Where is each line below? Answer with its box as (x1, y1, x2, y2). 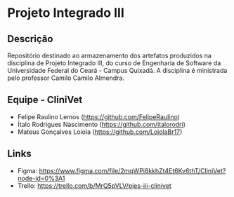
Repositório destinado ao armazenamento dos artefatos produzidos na (7, 51, 212, 60)
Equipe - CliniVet (7, 94, 83, 106)
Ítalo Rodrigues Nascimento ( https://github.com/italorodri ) (17, 120, 186, 128)
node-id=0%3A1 (17, 174, 65, 182)
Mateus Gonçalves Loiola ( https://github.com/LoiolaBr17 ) (17, 128, 183, 136)
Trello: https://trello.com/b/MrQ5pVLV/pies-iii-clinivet (17, 181, 171, 190)
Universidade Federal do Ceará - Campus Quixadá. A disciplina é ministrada (7, 67, 228, 74)
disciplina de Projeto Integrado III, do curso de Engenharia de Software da (7, 59, 221, 67)
